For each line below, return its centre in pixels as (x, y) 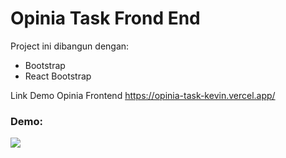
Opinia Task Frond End (105, 18)
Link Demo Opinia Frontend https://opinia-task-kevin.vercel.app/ (143, 95)
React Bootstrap (58, 76)
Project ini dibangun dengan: (70, 46)
